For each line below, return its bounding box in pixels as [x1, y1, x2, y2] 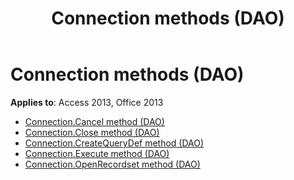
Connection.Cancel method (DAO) [24, 115, 165, 127]
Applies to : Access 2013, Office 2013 [10, 96, 164, 108]
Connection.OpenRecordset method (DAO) [24, 158, 201, 170]
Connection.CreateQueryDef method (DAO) [24, 137, 205, 149]
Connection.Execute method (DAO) [24, 147, 170, 159]
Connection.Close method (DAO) [24, 126, 160, 138]
